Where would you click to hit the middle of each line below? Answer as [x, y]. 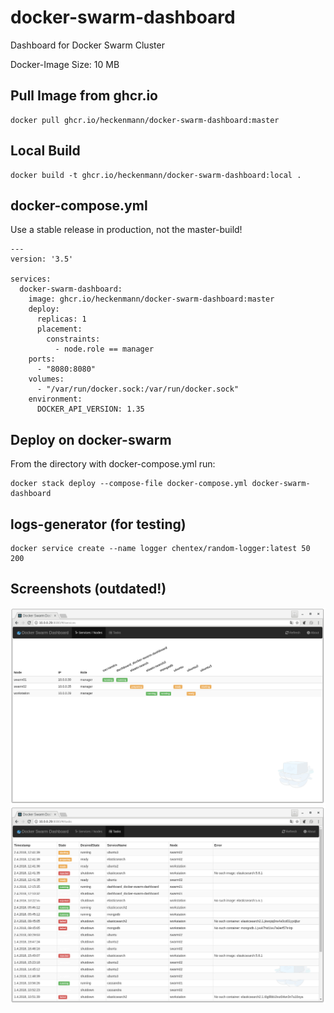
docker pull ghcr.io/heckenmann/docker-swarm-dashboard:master [145, 120]
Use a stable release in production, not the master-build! [126, 230]
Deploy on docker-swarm [91, 439]
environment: [55, 399]
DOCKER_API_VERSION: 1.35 [90, 409]
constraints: [73, 339]
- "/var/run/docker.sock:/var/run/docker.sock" [138, 389]
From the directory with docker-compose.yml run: [113, 464]
